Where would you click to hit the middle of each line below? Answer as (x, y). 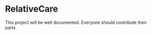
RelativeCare (32, 9)
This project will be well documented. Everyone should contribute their (76, 22)
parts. (11, 27)
